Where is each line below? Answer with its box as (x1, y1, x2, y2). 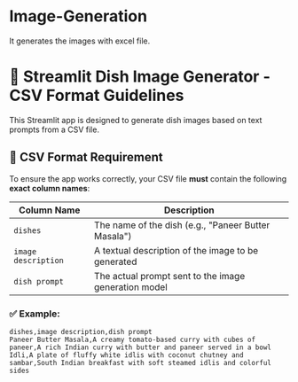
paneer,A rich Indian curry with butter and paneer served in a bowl (9, 343, 272, 352)
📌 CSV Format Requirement (9, 150, 164, 165)
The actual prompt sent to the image (94, 269, 246, 282)
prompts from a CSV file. (9, 124, 100, 135)
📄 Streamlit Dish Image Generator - (9, 66, 271, 87)
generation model (94, 281, 169, 293)
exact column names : (9, 183, 90, 193)
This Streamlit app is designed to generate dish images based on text (9, 114, 263, 125)
